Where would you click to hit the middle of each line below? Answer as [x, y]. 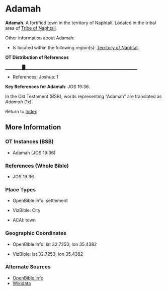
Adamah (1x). [19, 102]
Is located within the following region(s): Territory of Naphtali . [76, 47]
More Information [33, 127]
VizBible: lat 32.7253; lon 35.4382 [48, 254]
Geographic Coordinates [36, 233]
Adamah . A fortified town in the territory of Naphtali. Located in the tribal [81, 23]
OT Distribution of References [37, 57]
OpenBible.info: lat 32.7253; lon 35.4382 [55, 244]
